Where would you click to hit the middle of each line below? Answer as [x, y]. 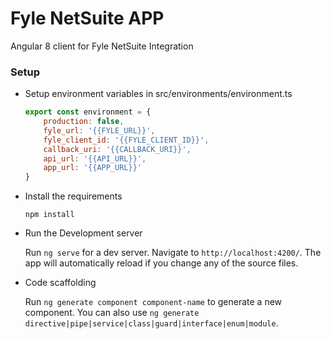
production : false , [84, 122]
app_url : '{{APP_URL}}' [92, 168]
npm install [49, 215]
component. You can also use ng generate [112, 313]
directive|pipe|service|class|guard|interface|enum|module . [151, 323]
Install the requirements [73, 196]
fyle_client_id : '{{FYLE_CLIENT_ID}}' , [126, 140]
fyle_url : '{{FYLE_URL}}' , [99, 130]
